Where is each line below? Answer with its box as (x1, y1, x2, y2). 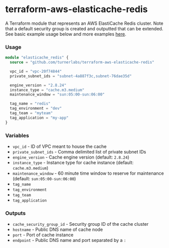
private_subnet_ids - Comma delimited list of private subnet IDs (12, 149, 146, 155)
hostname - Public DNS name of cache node (12, 226, 103, 233)
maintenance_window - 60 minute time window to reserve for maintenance (12, 170, 164, 176)
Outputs (5, 210, 26, 217)
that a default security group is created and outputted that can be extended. (5, 25, 163, 31)
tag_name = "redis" (10, 101, 51, 107)
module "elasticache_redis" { (5, 55, 69, 60)
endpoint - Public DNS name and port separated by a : (12, 237, 127, 243)
